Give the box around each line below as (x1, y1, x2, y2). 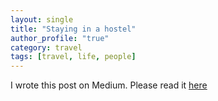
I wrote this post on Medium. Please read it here (10, 79, 208, 91)
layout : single (10, 14, 74, 25)
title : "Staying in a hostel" (10, 24, 137, 34)
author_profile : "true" (10, 33, 110, 43)
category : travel (10, 42, 83, 53)
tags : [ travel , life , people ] (10, 52, 137, 62)
